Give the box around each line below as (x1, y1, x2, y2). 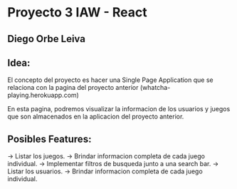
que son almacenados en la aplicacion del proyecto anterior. (7, 112, 184, 121)
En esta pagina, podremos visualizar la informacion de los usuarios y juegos (7, 105, 231, 113)
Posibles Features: (7, 133, 92, 145)
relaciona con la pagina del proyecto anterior (7, 83, 139, 92)
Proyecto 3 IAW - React (7, 4, 147, 21)
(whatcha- (139, 83, 171, 92)
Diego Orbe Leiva (7, 33, 85, 45)
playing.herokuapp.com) (7, 91, 80, 100)
